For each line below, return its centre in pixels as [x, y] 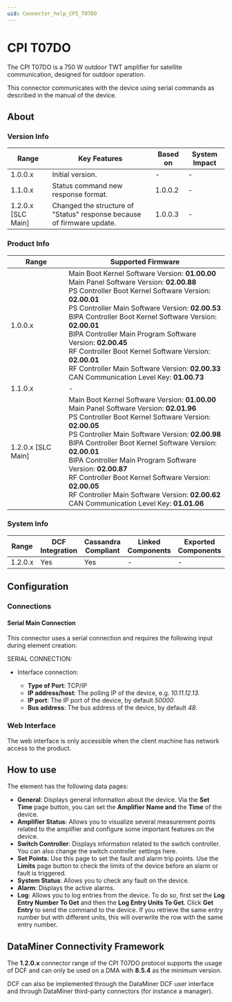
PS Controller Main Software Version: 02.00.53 [145, 308]
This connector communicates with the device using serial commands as [111, 88]
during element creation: [42, 646]
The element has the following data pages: [68, 786]
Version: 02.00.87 [98, 469]
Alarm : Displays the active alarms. [66, 888]
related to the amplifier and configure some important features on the [116, 829]
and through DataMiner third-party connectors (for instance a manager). [110, 991]
